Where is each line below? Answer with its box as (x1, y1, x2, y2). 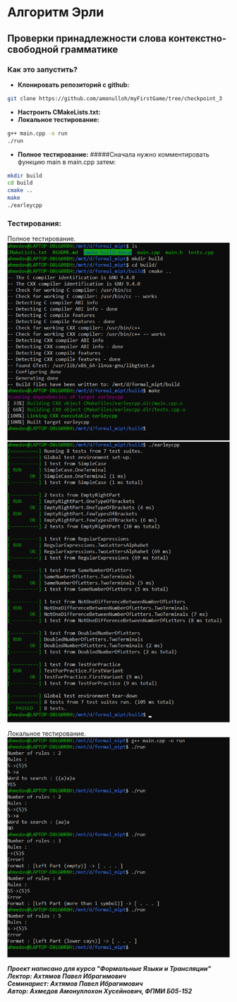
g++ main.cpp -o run (7, 130, 68, 137)
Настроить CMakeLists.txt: (17, 107, 101, 116)
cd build (7, 179, 33, 187)
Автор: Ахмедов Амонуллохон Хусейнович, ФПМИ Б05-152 (7, 987, 193, 996)
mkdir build (7, 172, 42, 179)
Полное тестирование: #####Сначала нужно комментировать (17, 150, 209, 159)
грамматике (60, 43, 119, 55)
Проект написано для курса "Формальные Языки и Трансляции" (7, 965, 212, 973)
